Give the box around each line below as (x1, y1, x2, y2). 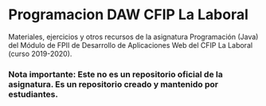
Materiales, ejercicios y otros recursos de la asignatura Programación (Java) (8, 32, 259, 41)
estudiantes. (8, 88, 58, 100)
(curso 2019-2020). (8, 49, 72, 58)
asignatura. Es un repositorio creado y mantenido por (8, 78, 219, 89)
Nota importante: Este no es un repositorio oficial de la (8, 69, 223, 80)
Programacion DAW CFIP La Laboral (8, 6, 249, 24)
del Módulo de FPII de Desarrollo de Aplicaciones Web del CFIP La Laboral (8, 40, 253, 49)
